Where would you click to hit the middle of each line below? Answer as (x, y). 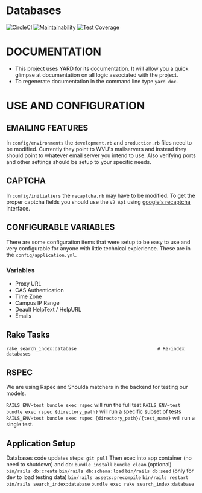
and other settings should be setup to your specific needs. (79, 162)
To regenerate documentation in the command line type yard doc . (96, 81)
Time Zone (28, 296)
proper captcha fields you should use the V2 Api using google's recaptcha (99, 202)
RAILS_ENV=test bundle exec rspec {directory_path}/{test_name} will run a (100, 418)
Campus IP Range (37, 302)
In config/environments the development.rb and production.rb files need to (99, 142)
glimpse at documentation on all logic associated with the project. (96, 75)
